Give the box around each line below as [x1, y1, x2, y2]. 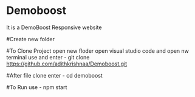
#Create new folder [6, 35, 55, 42]
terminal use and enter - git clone [6, 53, 90, 61]
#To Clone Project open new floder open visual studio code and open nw [6, 47, 190, 55]
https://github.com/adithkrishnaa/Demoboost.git [6, 60, 128, 67]
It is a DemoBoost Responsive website [6, 24, 102, 31]
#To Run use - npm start [6, 83, 67, 91]
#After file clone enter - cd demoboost [6, 72, 103, 79]
